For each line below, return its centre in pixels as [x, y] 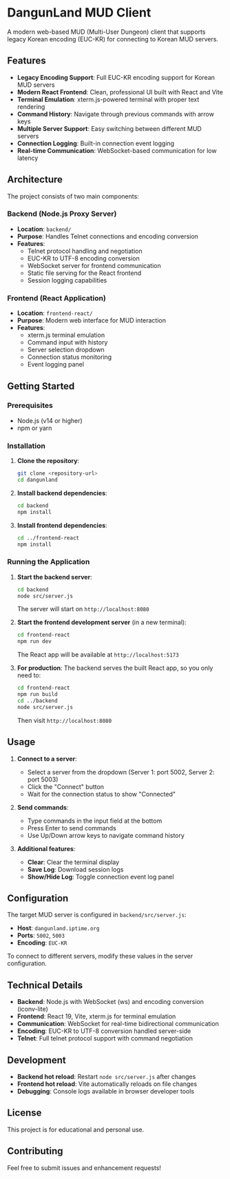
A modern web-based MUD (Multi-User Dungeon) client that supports [106, 32]
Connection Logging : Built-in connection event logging [95, 143]
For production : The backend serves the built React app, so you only [115, 668]
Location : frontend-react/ [55, 313]
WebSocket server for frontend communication [94, 265]
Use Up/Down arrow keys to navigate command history [106, 835]
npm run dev [34, 642]
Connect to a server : [47, 759]
